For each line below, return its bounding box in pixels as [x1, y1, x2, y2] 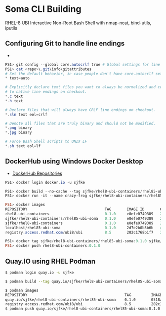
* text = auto [5, 76, 30, 81]
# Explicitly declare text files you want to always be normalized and [5, 85, 156, 90]
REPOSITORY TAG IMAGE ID [5, 207, 145, 212]
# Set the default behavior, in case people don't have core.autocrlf [5, 71, 154, 76]
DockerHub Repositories [12, 170, 63, 176]
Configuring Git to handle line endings [5, 39, 125, 48]
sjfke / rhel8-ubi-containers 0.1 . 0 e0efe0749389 [5, 221, 154, 226]
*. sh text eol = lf [5, 144, 41, 149]
